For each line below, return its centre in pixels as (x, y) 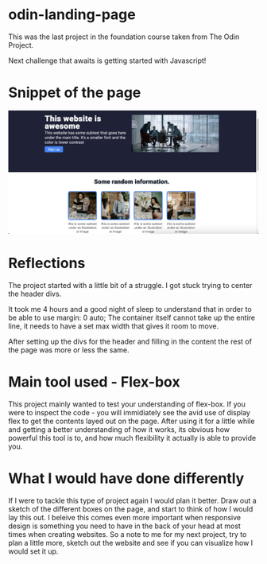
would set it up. (33, 551)
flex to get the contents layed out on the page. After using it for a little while (132, 421)
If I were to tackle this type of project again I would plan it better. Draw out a (132, 500)
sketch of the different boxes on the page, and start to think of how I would (131, 509)
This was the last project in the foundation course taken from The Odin (124, 37)
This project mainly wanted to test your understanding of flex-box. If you (127, 404)
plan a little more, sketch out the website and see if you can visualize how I (131, 543)
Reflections (47, 263)
